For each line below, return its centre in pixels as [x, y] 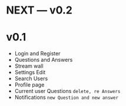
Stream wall [29, 66]
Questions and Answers [44, 60]
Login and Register [37, 54]
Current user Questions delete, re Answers [67, 91]
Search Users [31, 79]
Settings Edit [30, 72]
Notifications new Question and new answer [67, 97]
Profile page [29, 85]
